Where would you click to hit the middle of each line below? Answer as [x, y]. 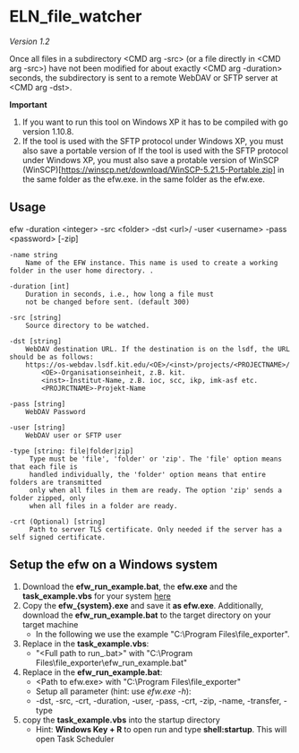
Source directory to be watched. [88, 325]
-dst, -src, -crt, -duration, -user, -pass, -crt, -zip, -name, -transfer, [158, 700]
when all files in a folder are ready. [103, 506]
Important [28, 104]
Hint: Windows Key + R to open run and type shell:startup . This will [161, 729]
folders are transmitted [56, 482]
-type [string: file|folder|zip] [72, 451]
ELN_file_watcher [76, 17]
